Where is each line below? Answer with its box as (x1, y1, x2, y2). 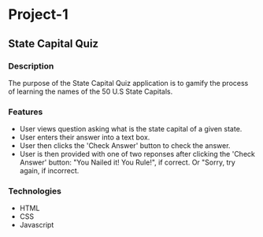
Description (8, 61, 54, 72)
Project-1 (8, 6, 69, 24)
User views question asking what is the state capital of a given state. (19, 124, 243, 134)
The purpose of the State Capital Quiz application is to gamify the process (8, 78, 249, 87)
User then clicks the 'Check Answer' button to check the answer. (19, 141, 231, 150)
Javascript (19, 220, 54, 230)
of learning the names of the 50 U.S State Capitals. (8, 87, 173, 96)
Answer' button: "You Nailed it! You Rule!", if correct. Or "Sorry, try (19, 157, 236, 167)
